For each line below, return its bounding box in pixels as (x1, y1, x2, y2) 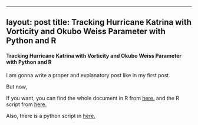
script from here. (6, 101, 47, 108)
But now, (6, 83, 28, 90)
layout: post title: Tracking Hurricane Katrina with (6, 17, 192, 27)
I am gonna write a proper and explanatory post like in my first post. (6, 71, 171, 78)
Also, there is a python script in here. (6, 112, 95, 119)
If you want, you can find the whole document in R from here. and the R (6, 94, 180, 101)
